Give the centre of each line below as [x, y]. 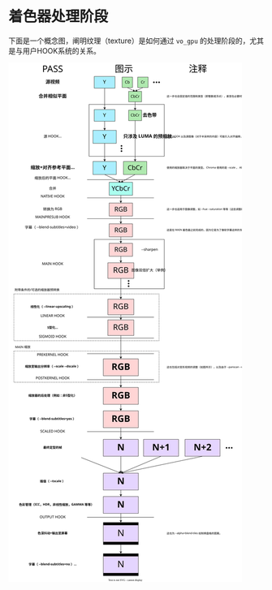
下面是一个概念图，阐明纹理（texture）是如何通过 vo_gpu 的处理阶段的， [129, 41]
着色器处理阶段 [58, 17]
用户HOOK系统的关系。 [62, 50]
